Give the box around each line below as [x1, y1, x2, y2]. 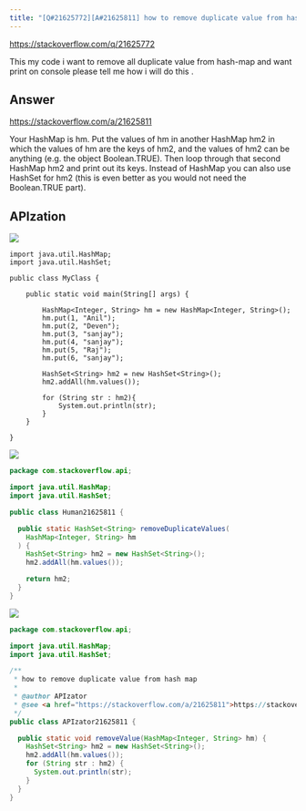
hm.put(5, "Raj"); [42, 345, 112, 355]
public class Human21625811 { [9, 508, 125, 517]
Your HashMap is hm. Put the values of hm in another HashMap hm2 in [9, 134, 275, 145]
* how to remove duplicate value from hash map [13, 675, 198, 684]
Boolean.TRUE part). [9, 182, 87, 193]
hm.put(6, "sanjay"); [42, 354, 125, 363]
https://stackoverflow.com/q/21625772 [9, 38, 156, 49]
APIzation [9, 209, 66, 224]
